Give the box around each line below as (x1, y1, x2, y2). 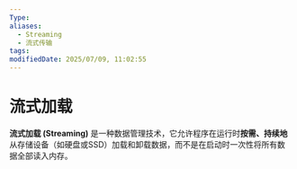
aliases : (9, 22, 42, 31)
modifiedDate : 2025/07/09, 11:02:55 (9, 55, 147, 64)
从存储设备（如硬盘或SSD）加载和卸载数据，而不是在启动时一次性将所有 (9, 138, 278, 149)
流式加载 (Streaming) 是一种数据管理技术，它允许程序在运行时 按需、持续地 (9, 128, 288, 138)
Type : (9, 13, 30, 22)
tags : (9, 47, 30, 56)
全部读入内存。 (16, 150, 73, 161)
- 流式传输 (17, 38, 53, 48)
